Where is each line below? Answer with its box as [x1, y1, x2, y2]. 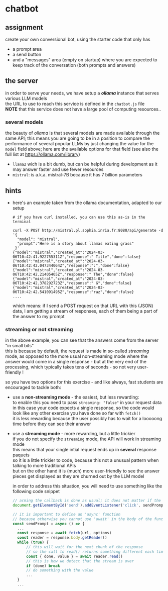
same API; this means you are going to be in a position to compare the [5, 135, 150, 141]
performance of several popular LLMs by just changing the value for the [5, 141, 154, 147]
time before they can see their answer [12, 421, 91, 427]
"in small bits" [5, 343, 34, 349]
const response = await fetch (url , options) [17, 531, 112, 536]
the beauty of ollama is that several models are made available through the [5, 130, 160, 136]
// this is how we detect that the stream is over [26, 558, 134, 563]
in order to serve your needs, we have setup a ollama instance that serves [5, 90, 159, 96]
